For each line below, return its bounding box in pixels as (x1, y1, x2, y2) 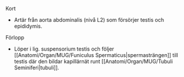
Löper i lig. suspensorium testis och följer (14, 45, 115, 52)
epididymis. (14, 23, 42, 29)
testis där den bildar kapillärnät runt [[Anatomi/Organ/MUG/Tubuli (14, 58, 173, 65)
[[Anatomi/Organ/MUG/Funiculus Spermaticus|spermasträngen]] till (14, 52, 179, 58)
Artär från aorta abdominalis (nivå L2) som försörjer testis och (14, 16, 164, 23)
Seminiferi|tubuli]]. (14, 64, 59, 71)
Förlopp (5, 34, 25, 41)
